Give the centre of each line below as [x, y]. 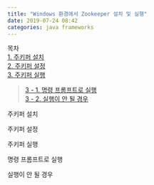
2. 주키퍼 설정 [26, 66]
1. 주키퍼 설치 [26, 57]
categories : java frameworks [51, 27]
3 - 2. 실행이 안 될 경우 [57, 99]
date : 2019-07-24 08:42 [43, 21]
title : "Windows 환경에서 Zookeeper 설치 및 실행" [77, 14]
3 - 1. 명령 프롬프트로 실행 [61, 90]
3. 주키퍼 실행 [26, 75]
